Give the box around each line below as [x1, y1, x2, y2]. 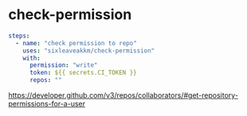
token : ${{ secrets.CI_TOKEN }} [29, 69, 137, 77]
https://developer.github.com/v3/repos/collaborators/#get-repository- [8, 91, 239, 100]
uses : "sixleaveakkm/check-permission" [22, 46, 155, 55]
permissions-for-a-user [8, 99, 86, 109]
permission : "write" [29, 61, 98, 69]
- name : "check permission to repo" [15, 39, 137, 47]
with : [22, 54, 41, 62]
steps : [8, 32, 30, 40]
